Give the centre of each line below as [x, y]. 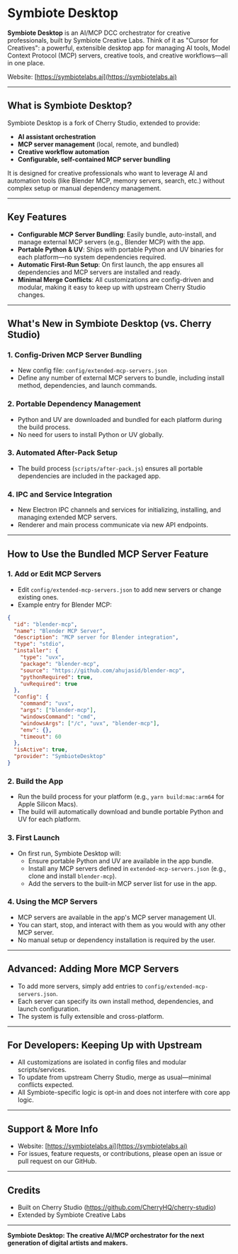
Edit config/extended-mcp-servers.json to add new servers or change [119, 589]
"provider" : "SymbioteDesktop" [60, 757]
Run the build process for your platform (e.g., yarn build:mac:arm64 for [121, 796]
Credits [24, 1190]
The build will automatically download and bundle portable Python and [120, 812]
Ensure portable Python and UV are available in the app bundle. [121, 860]
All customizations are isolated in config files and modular [102, 1062]
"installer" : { [36, 651]
